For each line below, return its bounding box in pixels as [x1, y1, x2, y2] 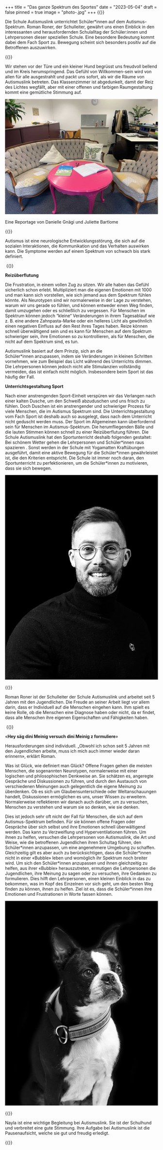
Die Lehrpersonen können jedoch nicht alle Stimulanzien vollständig [5, 364, 141, 369]
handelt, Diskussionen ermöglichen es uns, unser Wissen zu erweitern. [5, 794, 147, 799]
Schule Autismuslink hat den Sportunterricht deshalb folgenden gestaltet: [5, 434, 152, 440]
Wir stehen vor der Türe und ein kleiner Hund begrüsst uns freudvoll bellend [5, 63, 158, 69]
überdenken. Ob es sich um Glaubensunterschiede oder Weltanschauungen [5, 789, 157, 794]
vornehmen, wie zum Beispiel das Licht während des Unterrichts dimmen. [5, 358, 153, 364]
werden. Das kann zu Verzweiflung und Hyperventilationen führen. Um [5, 829, 147, 835]
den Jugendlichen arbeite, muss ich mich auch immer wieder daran [5, 748, 140, 754]
